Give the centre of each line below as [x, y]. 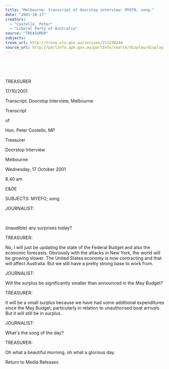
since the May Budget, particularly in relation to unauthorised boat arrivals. [83, 307]
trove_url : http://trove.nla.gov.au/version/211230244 [64, 43]
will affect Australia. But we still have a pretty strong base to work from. [79, 263]
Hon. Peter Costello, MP [30, 130]
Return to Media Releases [32, 362]
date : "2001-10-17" [26, 15]
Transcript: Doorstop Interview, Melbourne [49, 101]
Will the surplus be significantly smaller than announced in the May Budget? [84, 283]
